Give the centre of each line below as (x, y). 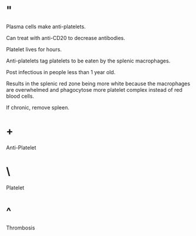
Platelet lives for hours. (34, 49)
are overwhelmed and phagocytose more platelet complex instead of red (94, 89)
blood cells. (20, 96)
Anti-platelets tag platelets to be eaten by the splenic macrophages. (88, 61)
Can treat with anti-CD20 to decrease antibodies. (66, 38)
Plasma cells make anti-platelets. (46, 26)
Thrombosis (21, 228)
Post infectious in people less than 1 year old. (61, 72)
